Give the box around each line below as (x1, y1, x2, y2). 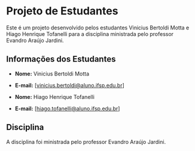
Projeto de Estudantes (6, 4, 118, 18)
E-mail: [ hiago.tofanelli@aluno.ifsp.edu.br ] (14, 105, 120, 112)
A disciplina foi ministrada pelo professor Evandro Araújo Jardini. (6, 138, 166, 145)
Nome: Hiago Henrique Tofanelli (14, 93, 95, 100)
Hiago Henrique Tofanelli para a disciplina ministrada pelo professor (6, 30, 174, 37)
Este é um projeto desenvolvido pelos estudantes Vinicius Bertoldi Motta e (6, 24, 190, 31)
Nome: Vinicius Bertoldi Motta (14, 70, 90, 77)
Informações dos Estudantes (6, 54, 116, 64)
